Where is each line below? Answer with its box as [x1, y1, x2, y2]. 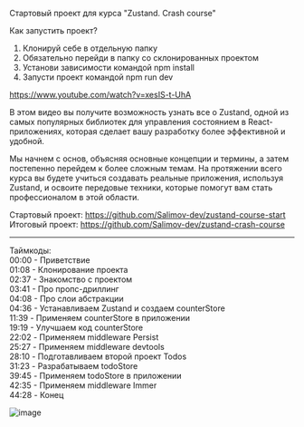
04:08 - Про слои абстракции [9, 294, 124, 304]
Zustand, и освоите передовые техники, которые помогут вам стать [9, 182, 273, 193]
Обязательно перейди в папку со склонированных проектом [22, 53, 260, 63]
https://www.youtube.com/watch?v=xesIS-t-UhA [9, 90, 192, 100]
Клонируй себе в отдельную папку [22, 43, 158, 53]
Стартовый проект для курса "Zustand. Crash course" [9, 8, 217, 18]
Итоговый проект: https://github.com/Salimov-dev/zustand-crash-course [9, 219, 285, 229]
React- [248, 117, 273, 127]
